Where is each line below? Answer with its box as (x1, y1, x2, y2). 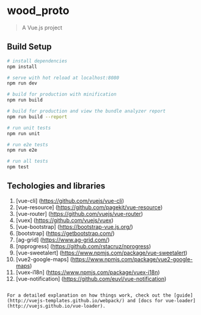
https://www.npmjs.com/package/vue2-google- (71, 255, 193, 263)
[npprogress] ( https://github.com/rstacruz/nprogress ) (15, 242, 152, 250)
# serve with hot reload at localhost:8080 (7, 75, 120, 81)
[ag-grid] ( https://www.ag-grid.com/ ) (15, 236, 110, 243)
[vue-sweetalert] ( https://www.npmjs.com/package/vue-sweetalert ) (15, 249, 188, 256)
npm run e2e (7, 147, 37, 154)
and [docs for (126, 297, 164, 303)
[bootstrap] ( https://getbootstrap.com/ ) (15, 229, 115, 237)
